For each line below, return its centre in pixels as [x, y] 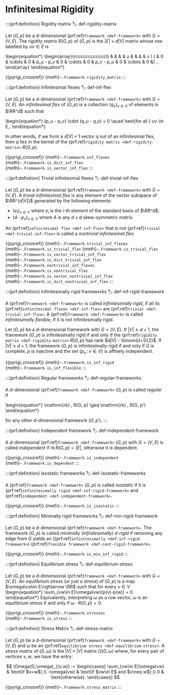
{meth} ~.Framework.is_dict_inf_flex [44, 162]
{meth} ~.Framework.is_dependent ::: [42, 463]
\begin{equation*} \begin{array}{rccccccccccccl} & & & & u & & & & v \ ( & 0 [84, 56]
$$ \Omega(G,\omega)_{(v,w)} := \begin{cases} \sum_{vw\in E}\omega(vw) [85, 666]
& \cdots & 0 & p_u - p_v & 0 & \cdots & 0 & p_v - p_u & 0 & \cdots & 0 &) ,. [82, 62]
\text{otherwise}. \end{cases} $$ [85, 677]
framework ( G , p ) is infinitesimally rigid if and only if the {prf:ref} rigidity [81, 335]
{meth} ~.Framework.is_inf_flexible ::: [46, 368]
